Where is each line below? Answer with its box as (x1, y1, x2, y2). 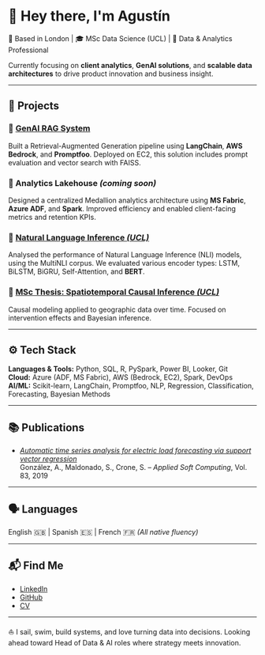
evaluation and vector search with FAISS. (8, 157, 141, 167)
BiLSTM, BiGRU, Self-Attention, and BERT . (8, 267, 145, 276)
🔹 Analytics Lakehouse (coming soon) (8, 177, 157, 188)
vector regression (19, 454, 77, 464)
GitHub (19, 593, 43, 602)
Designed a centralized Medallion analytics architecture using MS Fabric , (8, 195, 246, 205)
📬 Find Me (8, 559, 64, 573)
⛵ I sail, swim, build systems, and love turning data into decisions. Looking (8, 627, 251, 636)
